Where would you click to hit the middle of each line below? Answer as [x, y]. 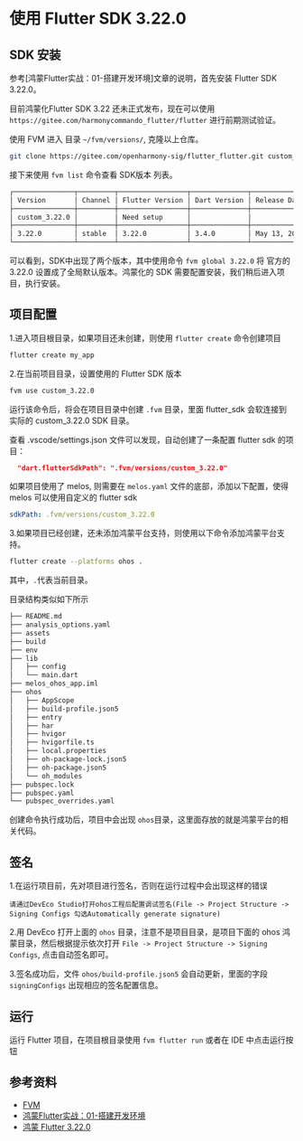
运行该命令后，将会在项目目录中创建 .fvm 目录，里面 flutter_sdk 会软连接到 [148, 409]
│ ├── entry [36, 717]
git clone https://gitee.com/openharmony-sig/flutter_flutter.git [137, 156]
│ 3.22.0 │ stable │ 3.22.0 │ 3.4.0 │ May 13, [147, 234]
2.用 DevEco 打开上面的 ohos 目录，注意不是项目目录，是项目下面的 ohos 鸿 [150, 932]
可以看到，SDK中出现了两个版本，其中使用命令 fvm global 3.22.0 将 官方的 [150, 260]
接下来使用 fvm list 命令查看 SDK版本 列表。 [93, 174]
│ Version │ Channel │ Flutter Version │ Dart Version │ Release [147, 200]
